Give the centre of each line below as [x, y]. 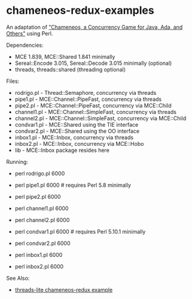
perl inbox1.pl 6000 [39, 255]
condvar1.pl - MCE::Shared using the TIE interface [77, 124]
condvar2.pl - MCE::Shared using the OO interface [77, 131]
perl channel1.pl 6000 [42, 208]
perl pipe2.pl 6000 [38, 196]
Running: [17, 162]
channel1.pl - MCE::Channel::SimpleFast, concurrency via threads [95, 112]
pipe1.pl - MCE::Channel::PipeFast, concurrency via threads [88, 99]
